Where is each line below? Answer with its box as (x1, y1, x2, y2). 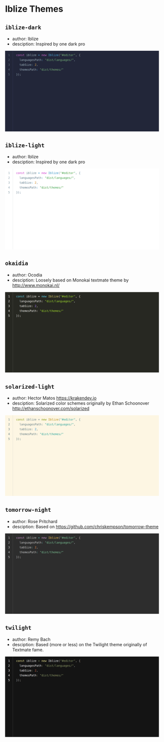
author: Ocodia (12, 272, 42, 278)
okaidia (5, 260, 28, 267)
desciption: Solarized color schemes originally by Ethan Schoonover (12, 400, 149, 406)
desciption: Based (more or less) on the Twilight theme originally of (12, 641, 147, 647)
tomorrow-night (5, 506, 51, 514)
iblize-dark (5, 23, 41, 31)
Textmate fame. (12, 647, 44, 653)
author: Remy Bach (12, 636, 51, 642)
